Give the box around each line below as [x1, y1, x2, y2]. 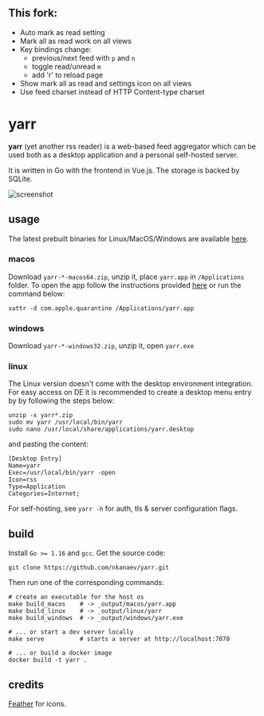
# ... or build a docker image [8, 649, 112, 658]
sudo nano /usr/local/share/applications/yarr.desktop [8, 425, 195, 434]
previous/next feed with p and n [31, 53, 136, 62]
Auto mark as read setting [19, 27, 105, 37]
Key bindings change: [19, 44, 92, 54]
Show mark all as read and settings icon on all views [19, 78, 192, 88]
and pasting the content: [8, 440, 89, 449]
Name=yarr [8, 462, 41, 470]
